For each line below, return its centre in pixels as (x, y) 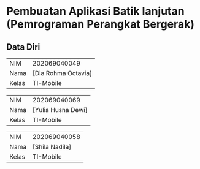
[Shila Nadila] (52, 147)
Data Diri (23, 47)
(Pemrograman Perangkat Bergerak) (101, 24)
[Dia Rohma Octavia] (62, 73)
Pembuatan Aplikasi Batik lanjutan (96, 11)
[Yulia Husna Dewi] (60, 110)
